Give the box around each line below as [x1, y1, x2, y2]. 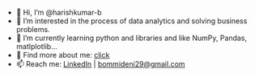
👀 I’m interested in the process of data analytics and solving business [15, 16, 248, 26]
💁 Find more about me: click [15, 51, 110, 59]
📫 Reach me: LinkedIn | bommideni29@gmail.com [15, 59, 185, 68]
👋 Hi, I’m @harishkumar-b [15, 8, 102, 17]
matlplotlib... [15, 42, 58, 51]
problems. [15, 25, 50, 34]
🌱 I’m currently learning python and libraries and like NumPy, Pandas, [15, 33, 248, 43]
